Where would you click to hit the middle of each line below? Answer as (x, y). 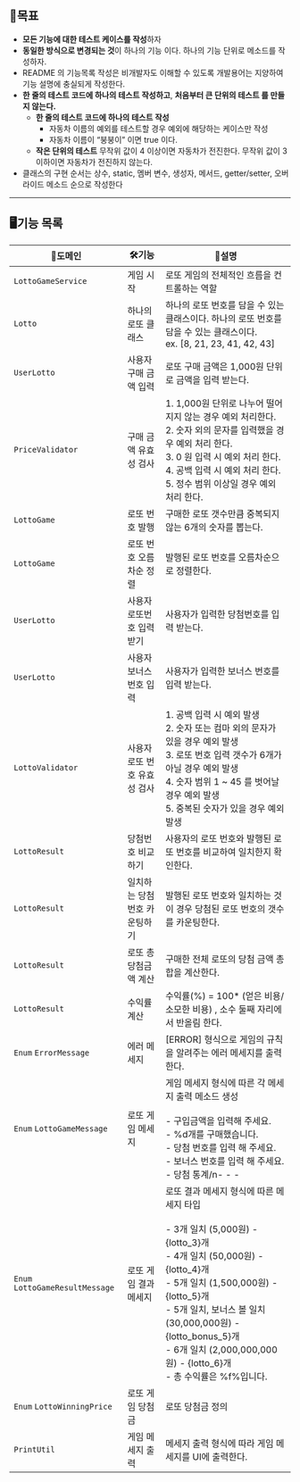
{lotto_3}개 (187, 1242)
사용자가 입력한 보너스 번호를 (222, 670)
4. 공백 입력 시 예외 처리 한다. (223, 470)
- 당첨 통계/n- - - (202, 1174)
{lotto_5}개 (187, 1295)
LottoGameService (50, 281)
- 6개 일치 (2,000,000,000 (221, 1349)
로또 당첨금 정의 (196, 1406)
